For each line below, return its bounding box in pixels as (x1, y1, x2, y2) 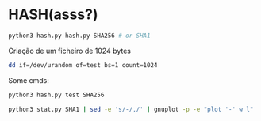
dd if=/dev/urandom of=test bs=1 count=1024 (8, 61, 158, 69)
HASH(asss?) (8, 6, 98, 24)
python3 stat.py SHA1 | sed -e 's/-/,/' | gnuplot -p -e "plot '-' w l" (8, 105, 254, 113)
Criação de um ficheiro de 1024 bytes (8, 46, 132, 55)
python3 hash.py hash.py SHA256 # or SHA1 (8, 32, 151, 40)
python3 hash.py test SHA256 (8, 91, 105, 99)
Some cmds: (8, 75, 49, 85)
